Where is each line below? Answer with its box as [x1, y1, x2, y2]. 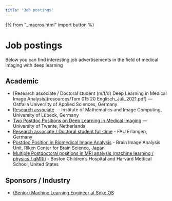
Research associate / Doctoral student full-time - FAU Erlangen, [12, 129, 147, 135]
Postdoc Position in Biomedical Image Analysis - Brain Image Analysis [12, 139, 161, 146]
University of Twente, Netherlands [12, 123, 86, 129]
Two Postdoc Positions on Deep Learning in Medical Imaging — [12, 117, 147, 124]
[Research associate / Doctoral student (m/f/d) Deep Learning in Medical [12, 90, 167, 96]
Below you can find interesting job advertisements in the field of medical [5, 56, 159, 63]
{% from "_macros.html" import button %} [5, 22, 94, 28]
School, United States [12, 161, 59, 167]
